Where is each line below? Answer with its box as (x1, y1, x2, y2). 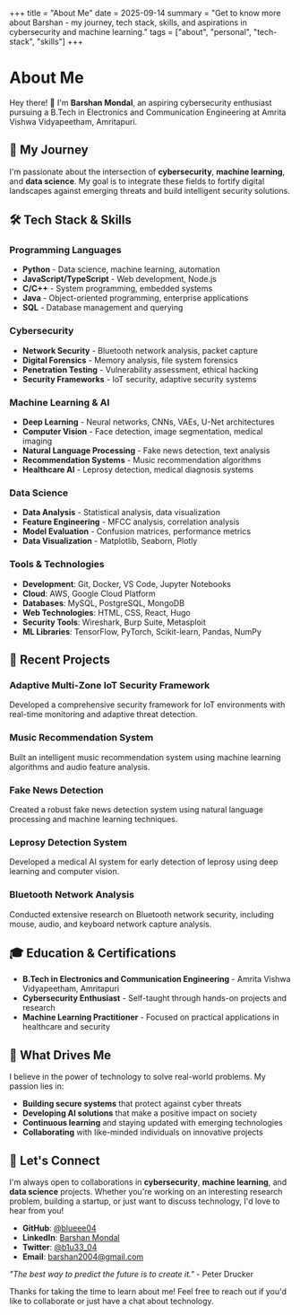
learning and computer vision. (9, 866, 120, 877)
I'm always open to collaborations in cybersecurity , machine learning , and (9, 1176, 287, 1188)
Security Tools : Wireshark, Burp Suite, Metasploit (21, 617, 206, 627)
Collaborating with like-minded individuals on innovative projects (21, 1127, 264, 1138)
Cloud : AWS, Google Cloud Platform (21, 588, 157, 599)
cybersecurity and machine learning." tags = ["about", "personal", (9, 27, 253, 37)
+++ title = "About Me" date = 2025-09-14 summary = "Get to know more (9, 8, 281, 18)
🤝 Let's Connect (9, 1153, 100, 1168)
